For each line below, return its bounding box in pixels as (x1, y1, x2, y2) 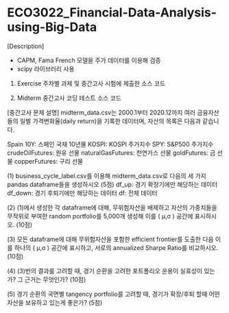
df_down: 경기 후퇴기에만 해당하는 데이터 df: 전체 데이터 (7, 188, 158, 197)
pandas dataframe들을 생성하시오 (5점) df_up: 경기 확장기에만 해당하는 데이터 (7, 180, 218, 188)
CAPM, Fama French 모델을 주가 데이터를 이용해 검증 (16, 56, 161, 64)
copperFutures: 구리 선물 (14, 157, 84, 165)
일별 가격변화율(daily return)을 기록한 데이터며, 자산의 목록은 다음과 (19, 116, 201, 125)
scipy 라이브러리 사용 (16, 64, 75, 73)
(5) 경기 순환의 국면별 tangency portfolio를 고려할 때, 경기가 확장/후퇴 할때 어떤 (7, 290, 221, 298)
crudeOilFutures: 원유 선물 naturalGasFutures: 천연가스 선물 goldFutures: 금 (7, 149, 216, 157)
